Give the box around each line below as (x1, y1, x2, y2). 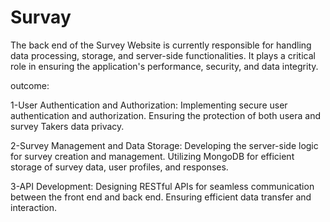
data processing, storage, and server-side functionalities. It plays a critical (10, 49, 316, 61)
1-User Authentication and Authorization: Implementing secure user (10, 99, 288, 111)
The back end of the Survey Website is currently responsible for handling (10, 39, 312, 51)
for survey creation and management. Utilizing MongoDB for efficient (10, 150, 295, 162)
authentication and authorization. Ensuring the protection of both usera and (10, 109, 321, 121)
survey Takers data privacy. (10, 120, 125, 132)
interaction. (10, 201, 58, 213)
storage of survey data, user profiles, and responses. (10, 161, 229, 173)
